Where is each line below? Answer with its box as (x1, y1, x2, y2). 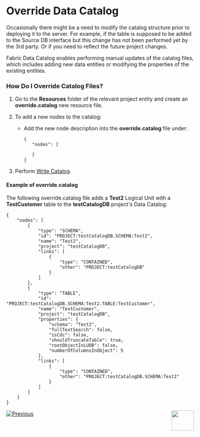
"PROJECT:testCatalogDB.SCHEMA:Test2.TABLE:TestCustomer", (6, 301, 156, 307)
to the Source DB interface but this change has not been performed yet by (6, 36, 189, 43)
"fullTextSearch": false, (48, 327, 113, 333)
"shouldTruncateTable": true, (48, 338, 124, 344)
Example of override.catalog (6, 181, 79, 188)
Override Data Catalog (6, 4, 119, 18)
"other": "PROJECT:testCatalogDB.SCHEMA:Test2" (59, 374, 180, 380)
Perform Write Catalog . (14, 168, 71, 175)
